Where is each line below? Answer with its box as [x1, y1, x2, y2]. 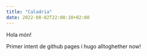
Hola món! [6, 31, 32, 38]
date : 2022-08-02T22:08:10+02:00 [6, 14, 90, 20]
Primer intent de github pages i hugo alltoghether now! [6, 43, 142, 50]
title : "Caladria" [6, 8, 52, 15]
